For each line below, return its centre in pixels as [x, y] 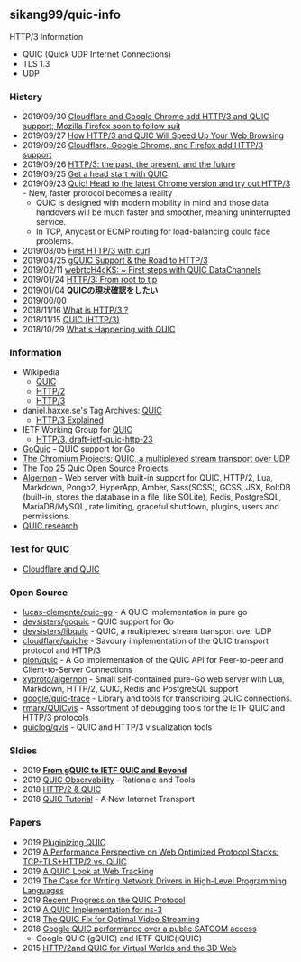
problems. [55, 241]
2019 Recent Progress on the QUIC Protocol [104, 900]
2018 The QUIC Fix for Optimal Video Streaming [111, 919]
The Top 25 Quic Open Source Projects [95, 468]
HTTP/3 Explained [69, 420]
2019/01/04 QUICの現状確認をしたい [90, 290]
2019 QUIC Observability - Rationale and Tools [109, 780]
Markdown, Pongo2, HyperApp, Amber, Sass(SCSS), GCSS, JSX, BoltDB [156, 488]
